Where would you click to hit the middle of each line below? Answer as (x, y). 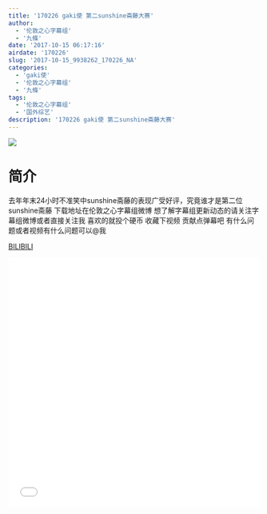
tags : (17, 98)
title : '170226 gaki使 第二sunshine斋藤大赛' (81, 16)
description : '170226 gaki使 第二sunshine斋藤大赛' (92, 120)
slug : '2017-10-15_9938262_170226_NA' (73, 61)
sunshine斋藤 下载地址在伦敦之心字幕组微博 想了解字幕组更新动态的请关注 (130, 210)
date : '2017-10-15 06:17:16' (57, 46)
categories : (28, 68)
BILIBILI (21, 246)
